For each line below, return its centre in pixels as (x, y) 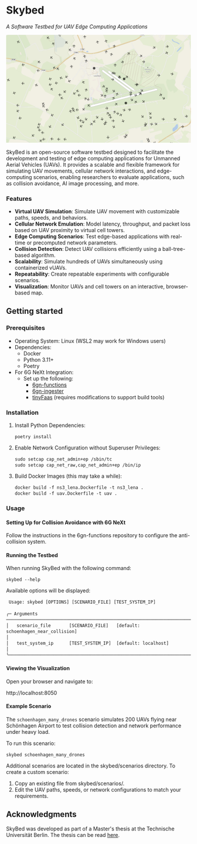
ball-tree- (174, 249)
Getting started (35, 311)
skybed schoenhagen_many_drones (45, 754)
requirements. (31, 796)
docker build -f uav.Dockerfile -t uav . (66, 494)
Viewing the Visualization (38, 668)
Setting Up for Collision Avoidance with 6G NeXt (66, 522)
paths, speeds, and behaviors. (51, 218)
